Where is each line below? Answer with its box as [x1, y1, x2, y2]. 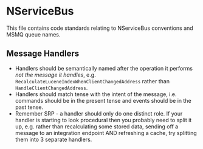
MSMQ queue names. [6, 30, 61, 38]
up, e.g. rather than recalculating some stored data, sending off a [15, 123, 179, 130]
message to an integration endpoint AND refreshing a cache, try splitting [15, 129, 198, 136]
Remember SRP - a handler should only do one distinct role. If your [15, 109, 183, 117]
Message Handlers [6, 49, 80, 59]
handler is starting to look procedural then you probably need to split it [15, 116, 192, 123]
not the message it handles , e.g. [15, 71, 96, 78]
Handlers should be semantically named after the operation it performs [15, 64, 193, 72]
